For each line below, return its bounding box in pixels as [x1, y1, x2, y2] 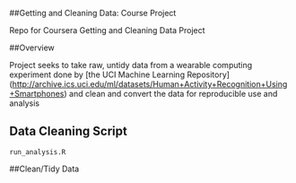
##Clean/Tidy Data [9, 163, 80, 174]
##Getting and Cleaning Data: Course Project [9, 8, 177, 18]
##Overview [9, 42, 56, 53]
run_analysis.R [9, 147, 66, 156]
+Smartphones [9, 89, 65, 99]
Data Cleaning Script [9, 124, 127, 139]
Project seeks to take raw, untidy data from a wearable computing [9, 60, 253, 70]
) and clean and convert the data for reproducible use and [64, 89, 278, 99]
